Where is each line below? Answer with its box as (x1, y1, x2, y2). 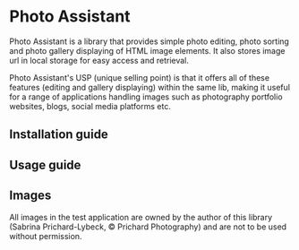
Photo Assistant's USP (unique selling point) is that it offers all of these (9, 72, 270, 82)
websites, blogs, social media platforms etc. (9, 100, 172, 111)
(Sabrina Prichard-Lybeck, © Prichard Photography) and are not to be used (9, 221, 287, 232)
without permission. (9, 230, 82, 241)
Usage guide (9, 157, 81, 172)
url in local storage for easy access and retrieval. (9, 55, 190, 65)
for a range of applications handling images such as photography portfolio (9, 91, 284, 102)
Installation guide (9, 127, 109, 142)
